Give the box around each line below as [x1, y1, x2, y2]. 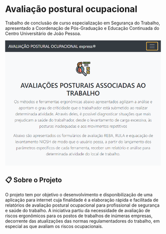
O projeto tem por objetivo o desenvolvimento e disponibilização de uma [5, 191, 153, 197]
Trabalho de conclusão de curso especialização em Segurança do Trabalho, [5, 20, 161, 26]
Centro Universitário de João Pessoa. [5, 30, 82, 36]
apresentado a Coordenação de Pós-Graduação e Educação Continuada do [5, 25, 160, 31]
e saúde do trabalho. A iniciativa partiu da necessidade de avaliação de [5, 207, 151, 213]
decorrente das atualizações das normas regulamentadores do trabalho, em [5, 218, 160, 224]
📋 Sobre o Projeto [5, 176, 62, 184]
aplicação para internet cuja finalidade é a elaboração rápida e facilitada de [5, 197, 159, 203]
